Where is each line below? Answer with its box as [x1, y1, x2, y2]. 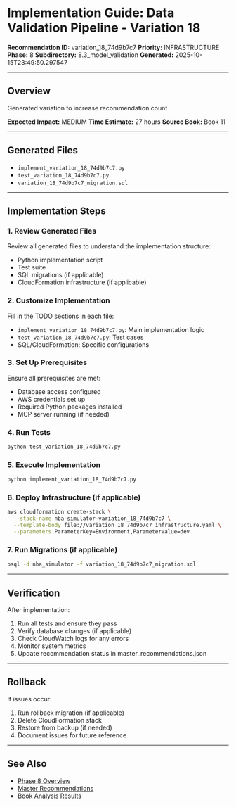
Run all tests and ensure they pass [17, 619, 117, 628]
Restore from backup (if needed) [17, 723, 112, 732]
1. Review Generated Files [7, 226, 97, 236]
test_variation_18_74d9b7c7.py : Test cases [17, 333, 144, 341]
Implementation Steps [7, 205, 107, 217]
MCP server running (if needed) [17, 409, 110, 418]
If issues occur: [7, 694, 52, 703]
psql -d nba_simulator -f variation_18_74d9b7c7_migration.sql [7, 561, 197, 568]
